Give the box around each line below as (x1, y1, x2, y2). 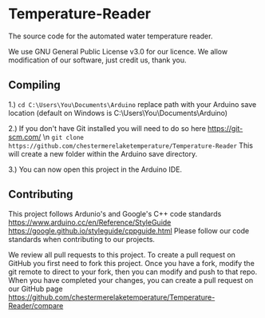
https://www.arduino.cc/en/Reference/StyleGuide (8, 217, 172, 227)
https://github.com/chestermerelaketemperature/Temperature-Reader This (8, 141, 254, 150)
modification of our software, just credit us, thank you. (8, 55, 187, 65)
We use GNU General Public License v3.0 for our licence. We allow (8, 46, 228, 56)
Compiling (8, 78, 61, 92)
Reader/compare (8, 300, 64, 310)
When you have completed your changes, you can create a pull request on (8, 275, 254, 284)
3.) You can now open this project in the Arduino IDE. (8, 165, 182, 174)
